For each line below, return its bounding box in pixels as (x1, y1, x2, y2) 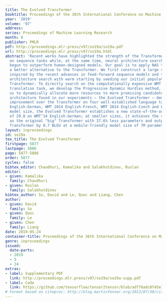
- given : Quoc (5, 211, 35, 216)
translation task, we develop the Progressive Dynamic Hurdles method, (9, 86, 162, 91)
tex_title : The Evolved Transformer (5, 137, 81, 142)
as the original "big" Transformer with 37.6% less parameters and (9, 118, 153, 123)
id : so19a (5, 132, 26, 137)
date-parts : (9, 248, 35, 253)
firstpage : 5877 (5, 141, 39, 147)
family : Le (9, 215, 32, 220)
